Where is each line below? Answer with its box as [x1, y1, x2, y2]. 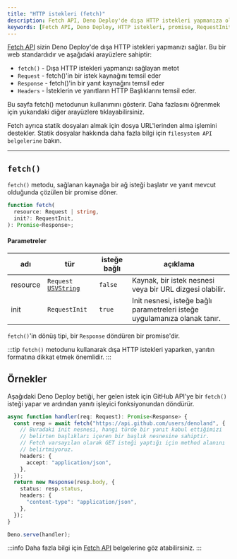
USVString [47, 284, 80, 292]
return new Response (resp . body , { [13, 478, 115, 486]
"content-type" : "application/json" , [25, 499, 138, 506]
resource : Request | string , [13, 208, 99, 216]
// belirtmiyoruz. [20, 446, 74, 453]
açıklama [163, 259, 195, 269]
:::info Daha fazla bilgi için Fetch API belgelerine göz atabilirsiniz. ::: [7, 543, 202, 552]
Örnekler [7, 373, 47, 385]
